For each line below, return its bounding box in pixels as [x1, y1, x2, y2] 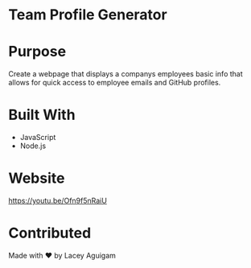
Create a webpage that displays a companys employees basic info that [8, 69, 243, 79]
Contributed [8, 224, 92, 242]
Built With [8, 106, 76, 124]
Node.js [19, 141, 47, 150]
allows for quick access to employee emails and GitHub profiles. [8, 78, 221, 88]
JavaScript [19, 133, 56, 142]
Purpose [8, 43, 67, 61]
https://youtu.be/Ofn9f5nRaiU [8, 196, 107, 205]
